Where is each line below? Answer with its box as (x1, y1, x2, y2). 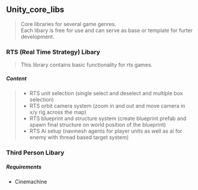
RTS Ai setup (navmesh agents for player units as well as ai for (29, 127, 183, 135)
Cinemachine (14, 178, 47, 185)
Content (6, 75, 27, 82)
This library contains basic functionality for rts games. (20, 62, 153, 69)
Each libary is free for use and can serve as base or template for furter (20, 27, 193, 34)
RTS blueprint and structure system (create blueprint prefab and (29, 115, 187, 122)
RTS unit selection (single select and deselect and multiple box (29, 90, 183, 97)
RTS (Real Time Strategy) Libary (6, 47, 101, 56)
